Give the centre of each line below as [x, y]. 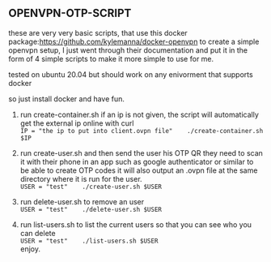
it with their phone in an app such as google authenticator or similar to [137, 161]
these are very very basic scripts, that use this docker [98, 32]
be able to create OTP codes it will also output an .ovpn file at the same [139, 170]
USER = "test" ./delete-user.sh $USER [91, 209]
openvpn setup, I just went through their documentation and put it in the [128, 50]
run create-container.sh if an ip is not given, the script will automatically [139, 114]
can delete [38, 233]
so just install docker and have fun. [67, 99]
